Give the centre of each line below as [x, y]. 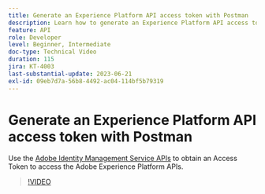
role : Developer [35, 37]
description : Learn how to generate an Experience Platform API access [128, 23]
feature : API [30, 30]
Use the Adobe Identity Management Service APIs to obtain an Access [123, 159]
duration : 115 [32, 60]
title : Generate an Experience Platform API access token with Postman [128, 15]
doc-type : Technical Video [52, 52]
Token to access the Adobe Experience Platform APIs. [96, 167]
